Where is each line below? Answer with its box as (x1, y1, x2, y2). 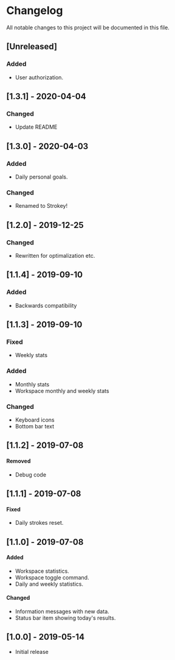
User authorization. (15, 74, 64, 81)
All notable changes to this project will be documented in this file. (6, 24, 170, 31)
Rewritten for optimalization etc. (15, 252, 95, 259)
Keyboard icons (15, 416, 55, 424)
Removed (6, 457, 31, 464)
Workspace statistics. (15, 567, 70, 575)
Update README (15, 123, 58, 131)
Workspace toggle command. (15, 573, 89, 581)
